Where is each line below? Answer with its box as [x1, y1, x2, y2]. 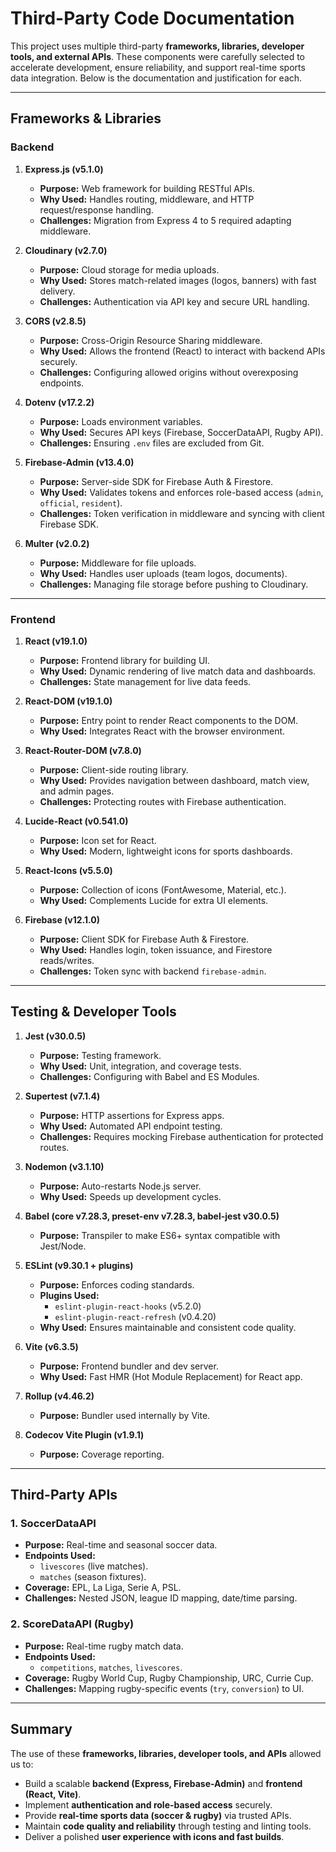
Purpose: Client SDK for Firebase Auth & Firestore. [39, 933, 250, 945]
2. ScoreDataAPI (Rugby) [10, 1617, 135, 1631]
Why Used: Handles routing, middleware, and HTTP [39, 193, 255, 205]
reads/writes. [39, 954, 95, 966]
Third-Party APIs [10, 1487, 118, 1504]
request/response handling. [39, 203, 154, 216]
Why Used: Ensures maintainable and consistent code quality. [39, 1321, 297, 1333]
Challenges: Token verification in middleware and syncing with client [39, 507, 325, 519]
